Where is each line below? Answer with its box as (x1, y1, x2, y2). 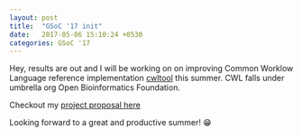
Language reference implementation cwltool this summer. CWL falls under (9, 73, 285, 84)
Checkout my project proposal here (9, 100, 142, 111)
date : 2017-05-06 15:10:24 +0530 (9, 30, 143, 39)
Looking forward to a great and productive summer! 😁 (9, 117, 212, 128)
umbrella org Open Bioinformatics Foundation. (9, 82, 180, 93)
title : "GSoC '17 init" (9, 22, 103, 31)
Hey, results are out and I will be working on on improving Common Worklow (9, 63, 294, 74)
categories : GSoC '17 (9, 38, 91, 48)
